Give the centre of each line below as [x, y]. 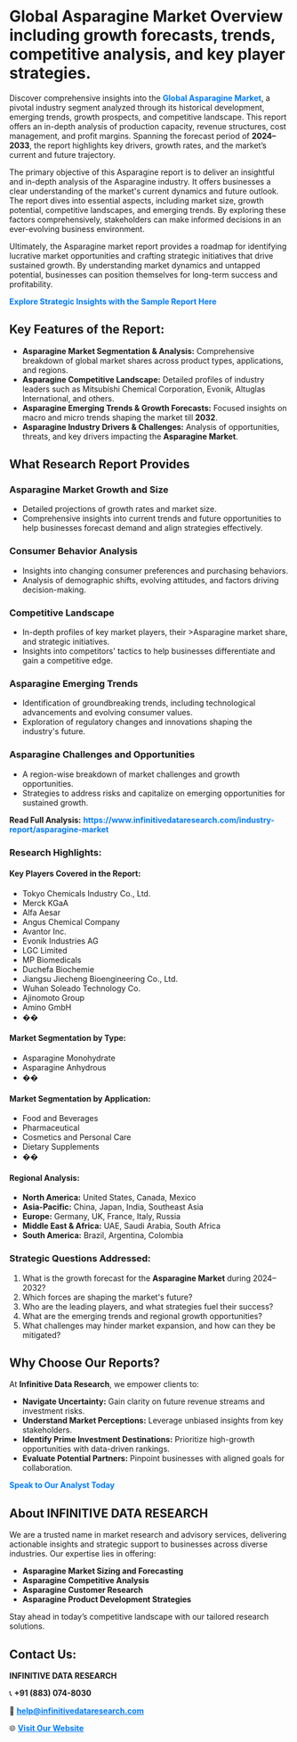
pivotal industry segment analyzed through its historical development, [137, 107]
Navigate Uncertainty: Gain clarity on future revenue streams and [143, 1401]
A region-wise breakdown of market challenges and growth [131, 774]
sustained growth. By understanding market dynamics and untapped [135, 265]
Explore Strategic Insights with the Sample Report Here [113, 301]
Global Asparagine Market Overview [146, 17]
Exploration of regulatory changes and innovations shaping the [137, 722]
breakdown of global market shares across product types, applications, [153, 360]
